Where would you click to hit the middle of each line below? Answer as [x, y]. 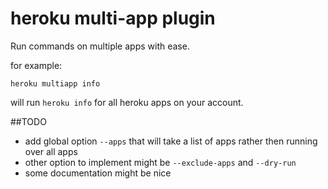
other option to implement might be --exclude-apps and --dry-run [160, 162]
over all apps [51, 151]
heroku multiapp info [55, 83]
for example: [36, 65]
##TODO [28, 121]
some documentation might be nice [98, 173]
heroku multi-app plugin [113, 18]
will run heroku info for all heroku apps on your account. [127, 102]
